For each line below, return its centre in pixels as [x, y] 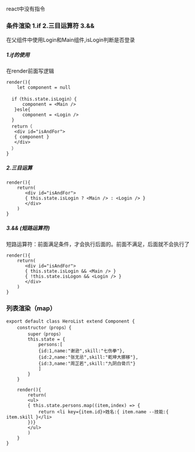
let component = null [44, 88]
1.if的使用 [18, 54]
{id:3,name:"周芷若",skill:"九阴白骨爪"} [87, 363]
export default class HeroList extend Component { [71, 321]
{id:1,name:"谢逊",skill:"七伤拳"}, [82, 351]
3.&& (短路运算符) [28, 228]
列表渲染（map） [31, 308]
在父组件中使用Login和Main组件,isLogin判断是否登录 [71, 40]
